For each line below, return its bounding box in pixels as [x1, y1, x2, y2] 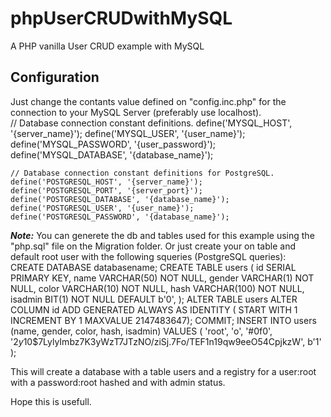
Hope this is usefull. [10, 395, 92, 407]
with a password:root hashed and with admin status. [10, 376, 226, 388]
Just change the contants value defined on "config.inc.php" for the [10, 95, 287, 107]
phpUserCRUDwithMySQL [10, 7, 233, 30]
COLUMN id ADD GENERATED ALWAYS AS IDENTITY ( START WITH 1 [10, 303, 298, 316]
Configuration [10, 69, 100, 86]
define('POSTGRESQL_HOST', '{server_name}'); [10, 177, 203, 187]
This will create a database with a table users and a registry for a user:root [10, 365, 317, 377]
